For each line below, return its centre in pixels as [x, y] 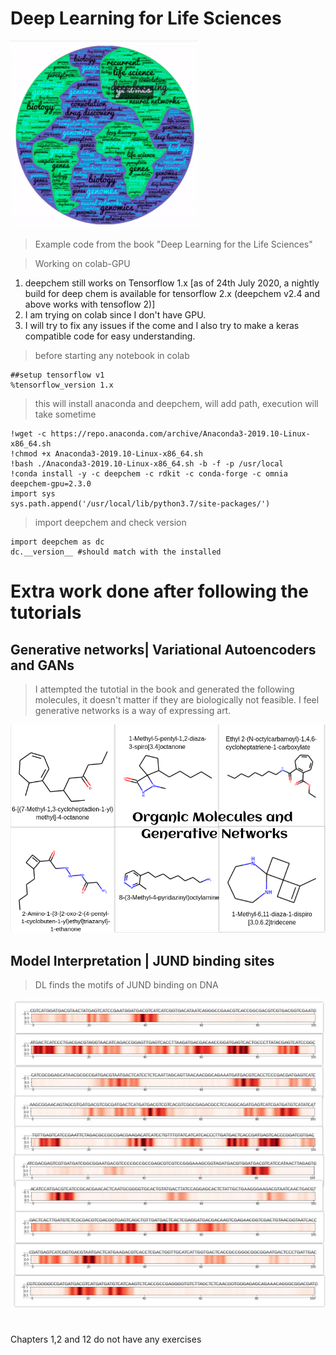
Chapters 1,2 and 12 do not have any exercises [106, 1339]
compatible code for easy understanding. [110, 336]
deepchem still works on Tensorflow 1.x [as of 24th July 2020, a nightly [172, 283]
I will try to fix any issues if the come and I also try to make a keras [162, 325]
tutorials [46, 613]
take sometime [65, 414]
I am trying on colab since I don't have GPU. [115, 314]
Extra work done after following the [159, 591]
